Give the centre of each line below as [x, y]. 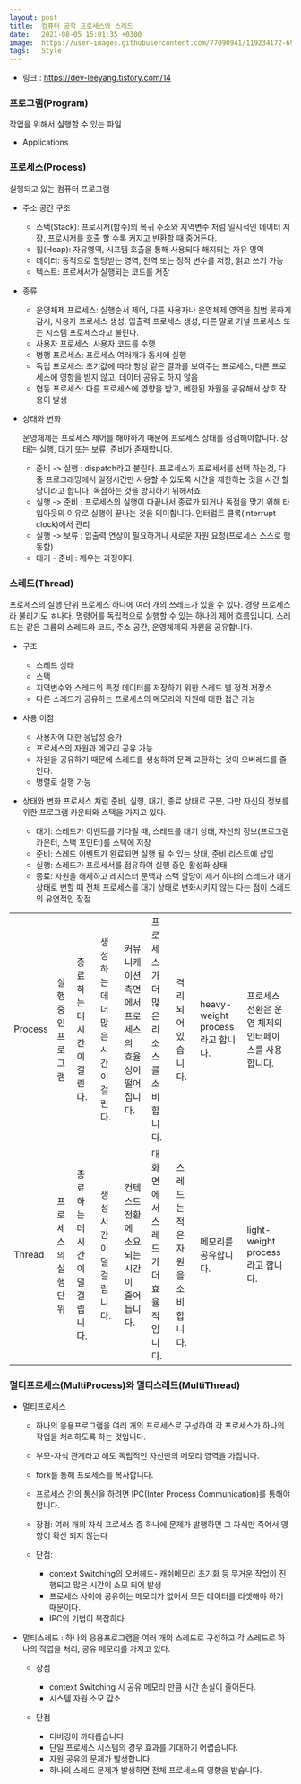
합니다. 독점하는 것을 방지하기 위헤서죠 [134, 490]
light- [259, 1230]
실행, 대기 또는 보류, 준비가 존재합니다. [106, 449]
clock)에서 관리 [63, 524]
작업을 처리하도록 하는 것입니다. [90, 1437]
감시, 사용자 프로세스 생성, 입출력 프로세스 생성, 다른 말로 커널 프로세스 [159, 321]
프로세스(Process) [48, 167]
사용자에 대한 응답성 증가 [79, 737]
